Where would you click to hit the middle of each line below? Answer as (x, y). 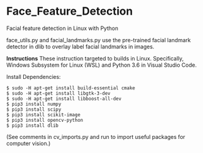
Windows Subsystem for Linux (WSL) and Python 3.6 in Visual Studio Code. (102, 65)
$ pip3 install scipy (34, 109)
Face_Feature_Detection (70, 11)
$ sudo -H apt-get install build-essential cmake (71, 88)
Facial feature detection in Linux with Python (62, 28)
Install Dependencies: (34, 76)
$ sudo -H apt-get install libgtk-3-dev (59, 93)
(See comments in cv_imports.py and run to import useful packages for (96, 136)
